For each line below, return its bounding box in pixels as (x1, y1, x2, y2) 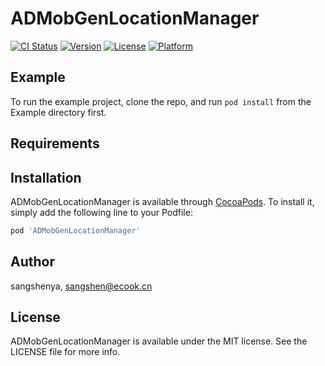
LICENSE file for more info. (10, 346, 121, 358)
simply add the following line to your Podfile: (10, 206, 193, 218)
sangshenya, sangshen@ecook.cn (10, 280, 153, 292)
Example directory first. (10, 106, 107, 118)
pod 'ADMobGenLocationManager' (10, 225, 141, 236)
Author (10, 253, 55, 271)
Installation (10, 169, 82, 186)
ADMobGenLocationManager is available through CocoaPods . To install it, (10, 195, 315, 207)
